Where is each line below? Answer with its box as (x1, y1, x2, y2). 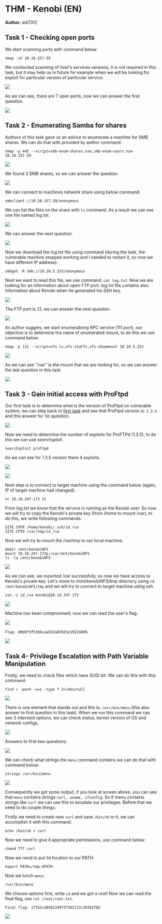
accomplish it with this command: (5, 819, 72, 825)
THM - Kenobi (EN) (5, 3, 82, 15)
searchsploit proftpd (5, 446, 49, 451)
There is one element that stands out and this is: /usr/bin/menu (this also (5, 704, 150, 711)
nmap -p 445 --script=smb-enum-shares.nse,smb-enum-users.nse (5, 149, 133, 154)
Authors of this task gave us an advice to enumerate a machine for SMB (5, 134, 148, 140)
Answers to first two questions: (5, 738, 67, 745)
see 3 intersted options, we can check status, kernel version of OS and (5, 715, 146, 721)
